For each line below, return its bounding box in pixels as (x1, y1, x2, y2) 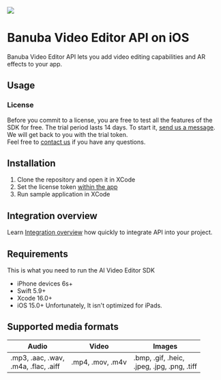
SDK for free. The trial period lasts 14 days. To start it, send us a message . (7, 123, 216, 131)
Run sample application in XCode (16, 190, 110, 199)
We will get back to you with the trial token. (7, 130, 128, 138)
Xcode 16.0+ (16, 294, 53, 303)
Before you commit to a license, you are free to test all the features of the (7, 116, 213, 124)
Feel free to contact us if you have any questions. (7, 138, 146, 146)
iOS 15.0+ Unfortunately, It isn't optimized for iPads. (16, 301, 162, 309)
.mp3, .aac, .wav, (10, 353, 65, 362)
